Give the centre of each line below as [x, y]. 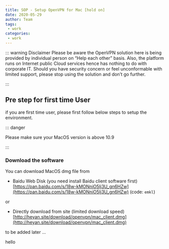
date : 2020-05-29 [24, 15]
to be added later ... [26, 232]
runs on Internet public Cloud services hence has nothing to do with [76, 63]
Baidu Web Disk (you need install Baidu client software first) [75, 181]
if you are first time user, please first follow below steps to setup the [76, 112]
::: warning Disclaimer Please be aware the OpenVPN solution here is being [83, 52]
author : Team [19, 19]
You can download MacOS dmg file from [48, 171]
